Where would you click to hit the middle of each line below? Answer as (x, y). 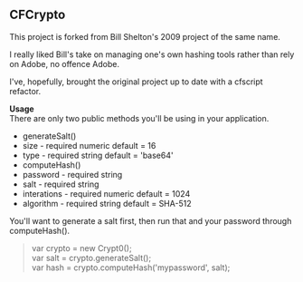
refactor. (25, 91)
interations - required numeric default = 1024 (106, 193)
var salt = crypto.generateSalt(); (91, 258)
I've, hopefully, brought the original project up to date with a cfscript (137, 82)
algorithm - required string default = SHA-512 (107, 203)
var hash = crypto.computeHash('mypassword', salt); (131, 267)
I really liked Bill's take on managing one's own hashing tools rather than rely (152, 54)
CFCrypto (38, 15)
